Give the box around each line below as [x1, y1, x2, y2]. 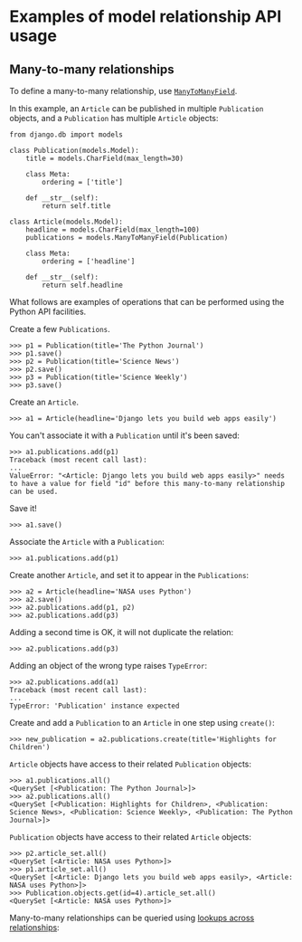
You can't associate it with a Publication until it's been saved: [9, 430, 240, 441]
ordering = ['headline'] [42, 257, 136, 266]
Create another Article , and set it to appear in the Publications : [9, 570, 250, 580]
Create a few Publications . [9, 324, 110, 334]
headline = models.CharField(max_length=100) [25, 225, 201, 234]
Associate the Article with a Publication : [9, 537, 165, 547]
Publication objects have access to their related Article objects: [9, 832, 251, 842]
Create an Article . [9, 396, 80, 407]
